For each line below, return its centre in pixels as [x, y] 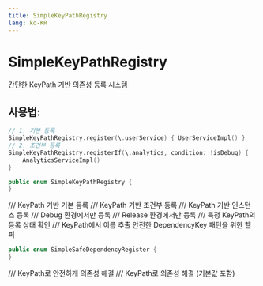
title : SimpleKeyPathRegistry [58, 15]
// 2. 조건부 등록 [34, 145]
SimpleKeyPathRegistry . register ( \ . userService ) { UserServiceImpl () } [127, 138]
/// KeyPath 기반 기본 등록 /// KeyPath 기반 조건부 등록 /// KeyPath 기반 [119, 205]
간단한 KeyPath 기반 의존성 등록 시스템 [68, 85]
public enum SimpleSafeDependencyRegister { [83, 250]
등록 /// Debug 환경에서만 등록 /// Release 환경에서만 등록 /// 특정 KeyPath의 [136, 215]
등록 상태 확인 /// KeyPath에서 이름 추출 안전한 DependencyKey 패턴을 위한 [126, 225]
